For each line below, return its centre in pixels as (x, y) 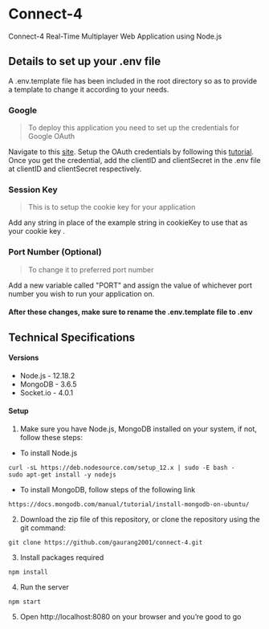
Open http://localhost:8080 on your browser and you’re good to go (130, 617)
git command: (43, 528)
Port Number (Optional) (55, 252)
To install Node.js (49, 453)
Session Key (33, 190)
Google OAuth (51, 137)
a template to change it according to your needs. (89, 89)
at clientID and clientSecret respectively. (75, 169)
